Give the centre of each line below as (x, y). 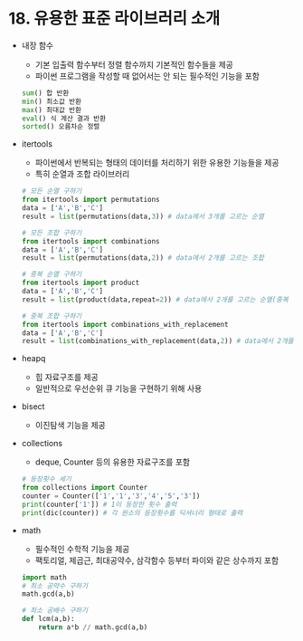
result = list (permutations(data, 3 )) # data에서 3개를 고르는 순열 (142, 216)
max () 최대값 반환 (52, 110)
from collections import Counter (85, 488)
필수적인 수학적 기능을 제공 (82, 549)
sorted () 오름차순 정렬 (61, 127)
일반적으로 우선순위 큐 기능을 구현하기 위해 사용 (118, 388)
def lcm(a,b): (48, 619)
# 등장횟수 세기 (46, 479)
